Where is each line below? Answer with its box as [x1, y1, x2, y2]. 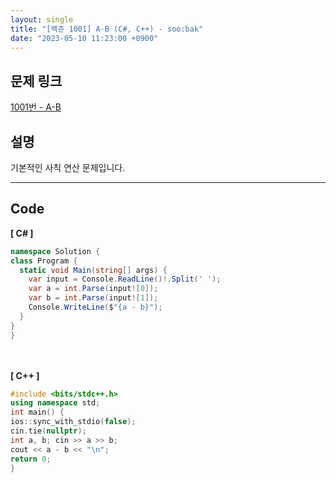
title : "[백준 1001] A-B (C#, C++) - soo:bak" [10, 24, 204, 34]
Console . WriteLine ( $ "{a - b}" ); [28, 302, 163, 313]
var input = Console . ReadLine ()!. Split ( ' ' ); [28, 274, 222, 285]
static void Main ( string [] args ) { [19, 265, 168, 275]
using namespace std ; [10, 398, 101, 408]
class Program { [10, 256, 78, 266]
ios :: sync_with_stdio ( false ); [10, 417, 137, 427]
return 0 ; [10, 454, 52, 464]
